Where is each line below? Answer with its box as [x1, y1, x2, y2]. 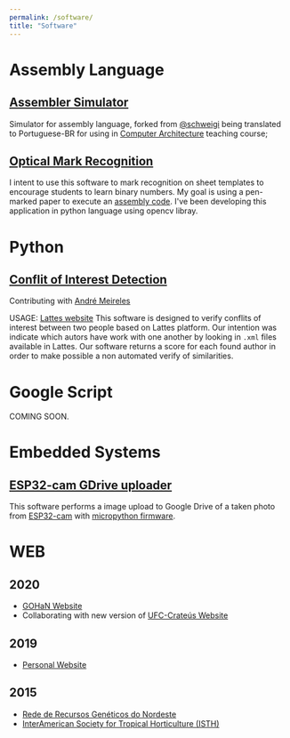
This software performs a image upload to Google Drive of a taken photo [9, 501, 276, 512]
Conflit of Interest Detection [9, 272, 167, 287]
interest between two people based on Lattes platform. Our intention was [9, 322, 278, 333]
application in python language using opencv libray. [9, 205, 198, 216]
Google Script [9, 381, 113, 402]
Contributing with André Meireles [9, 295, 131, 307]
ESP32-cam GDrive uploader [9, 477, 173, 493]
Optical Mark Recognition [9, 153, 154, 169]
